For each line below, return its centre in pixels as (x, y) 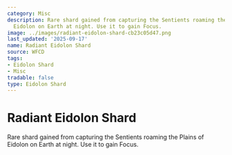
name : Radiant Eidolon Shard (49, 45)
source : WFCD (26, 52)
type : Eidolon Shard (37, 84)
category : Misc (29, 13)
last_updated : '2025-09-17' (48, 39)
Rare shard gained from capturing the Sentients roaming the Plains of (106, 137)
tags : (15, 59)
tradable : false (30, 77)
